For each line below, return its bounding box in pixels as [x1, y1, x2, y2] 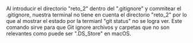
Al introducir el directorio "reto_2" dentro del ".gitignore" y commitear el [6, 5, 182, 12]
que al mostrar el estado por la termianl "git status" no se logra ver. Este [6, 18, 182, 24]
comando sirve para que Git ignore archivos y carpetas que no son [6, 24, 170, 31]
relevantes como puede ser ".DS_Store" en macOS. [6, 30, 132, 37]
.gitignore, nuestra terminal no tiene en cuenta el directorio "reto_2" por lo [6, 11, 187, 18]
